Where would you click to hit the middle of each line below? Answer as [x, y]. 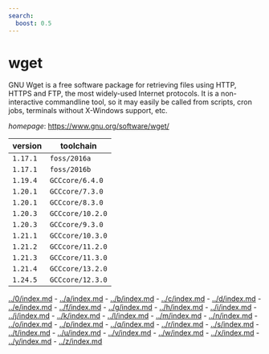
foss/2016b [70, 170]
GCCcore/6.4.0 [76, 181]
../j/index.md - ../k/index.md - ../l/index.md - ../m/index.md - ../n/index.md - [133, 316]
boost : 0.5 [34, 23]
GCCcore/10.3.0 [78, 236]
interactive [26, 102]
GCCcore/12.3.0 [78, 280]
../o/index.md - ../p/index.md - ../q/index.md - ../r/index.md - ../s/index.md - [134, 324]
